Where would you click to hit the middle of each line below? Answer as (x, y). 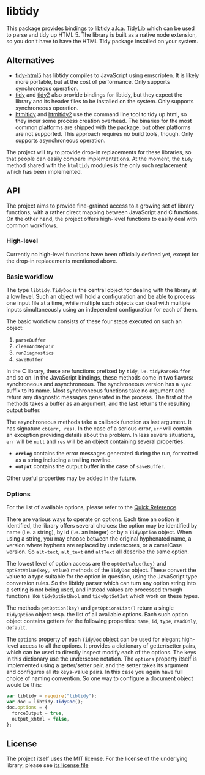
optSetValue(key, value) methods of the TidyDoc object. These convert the (101, 570)
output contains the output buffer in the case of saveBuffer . (90, 466)
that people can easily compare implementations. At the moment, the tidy (99, 159)
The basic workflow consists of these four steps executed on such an (94, 321)
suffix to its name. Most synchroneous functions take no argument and (95, 391)
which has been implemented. (44, 171)
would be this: (24, 685)
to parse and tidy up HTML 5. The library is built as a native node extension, (102, 34)
